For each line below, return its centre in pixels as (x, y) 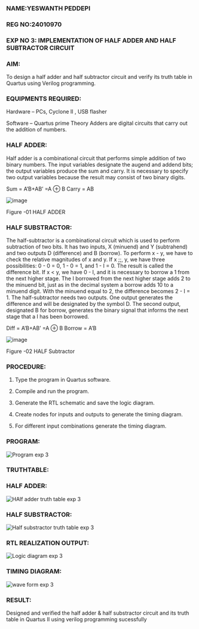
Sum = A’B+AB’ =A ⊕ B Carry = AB (50, 189)
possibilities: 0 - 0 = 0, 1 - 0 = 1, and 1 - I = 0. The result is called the (90, 266)
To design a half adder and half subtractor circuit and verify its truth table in (99, 77)
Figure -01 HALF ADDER (36, 212)
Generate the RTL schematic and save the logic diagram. (85, 403)
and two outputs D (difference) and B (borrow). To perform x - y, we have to (99, 253)
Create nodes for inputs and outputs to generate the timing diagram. (99, 415)
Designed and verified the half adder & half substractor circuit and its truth (98, 613)
